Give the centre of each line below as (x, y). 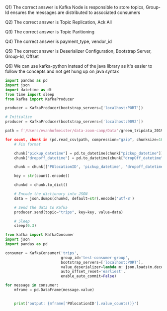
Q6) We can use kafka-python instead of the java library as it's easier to (79, 66)
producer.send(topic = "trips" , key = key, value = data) (69, 212)
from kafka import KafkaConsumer (40, 235)
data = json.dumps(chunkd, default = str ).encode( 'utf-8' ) (74, 198)
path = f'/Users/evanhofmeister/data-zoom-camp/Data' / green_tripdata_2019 (84, 131)
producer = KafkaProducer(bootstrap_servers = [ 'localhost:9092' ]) (74, 122)
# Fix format (28, 144)
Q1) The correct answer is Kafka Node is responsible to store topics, (75, 7)
